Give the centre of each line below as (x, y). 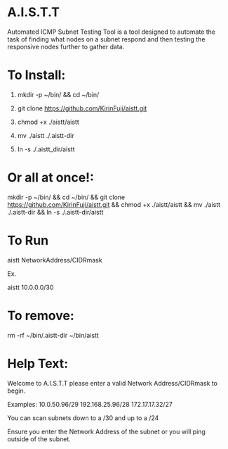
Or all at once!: (51, 178)
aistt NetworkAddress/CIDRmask (55, 260)
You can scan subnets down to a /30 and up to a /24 (83, 418)
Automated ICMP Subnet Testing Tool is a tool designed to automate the (112, 32)
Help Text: (38, 363)
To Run (28, 241)
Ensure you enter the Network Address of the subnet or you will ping (106, 431)
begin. (16, 391)
